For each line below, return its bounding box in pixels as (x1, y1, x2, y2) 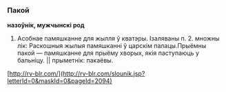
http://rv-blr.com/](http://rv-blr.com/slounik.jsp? (9, 69, 145, 78)
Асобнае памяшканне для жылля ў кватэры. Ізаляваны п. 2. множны (17, 34, 220, 43)
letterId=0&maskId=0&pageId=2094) (7, 77, 112, 85)
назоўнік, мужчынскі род (7, 21, 85, 30)
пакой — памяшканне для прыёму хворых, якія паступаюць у (17, 49, 200, 57)
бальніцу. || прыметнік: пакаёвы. (17, 56, 114, 65)
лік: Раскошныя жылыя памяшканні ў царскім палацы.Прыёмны (17, 42, 207, 50)
